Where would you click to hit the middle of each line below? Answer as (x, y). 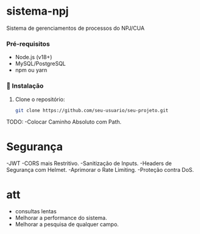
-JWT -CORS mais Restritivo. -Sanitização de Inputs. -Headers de (89, 163)
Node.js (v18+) (34, 57)
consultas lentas (36, 211)
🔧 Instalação (25, 86)
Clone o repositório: (40, 99)
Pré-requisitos (28, 44)
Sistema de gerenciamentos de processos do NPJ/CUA (76, 28)
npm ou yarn (31, 70)
